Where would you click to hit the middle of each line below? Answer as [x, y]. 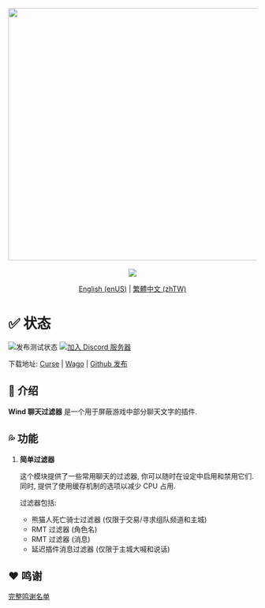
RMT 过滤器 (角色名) [64, 529]
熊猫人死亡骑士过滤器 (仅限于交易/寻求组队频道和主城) [119, 519]
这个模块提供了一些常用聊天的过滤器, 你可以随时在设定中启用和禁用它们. [136, 476]
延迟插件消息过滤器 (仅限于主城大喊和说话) [101, 549]
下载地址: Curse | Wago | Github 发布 [68, 364]
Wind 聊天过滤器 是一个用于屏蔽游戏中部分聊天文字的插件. [103, 411]
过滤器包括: [38, 502]
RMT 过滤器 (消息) [61, 539]
